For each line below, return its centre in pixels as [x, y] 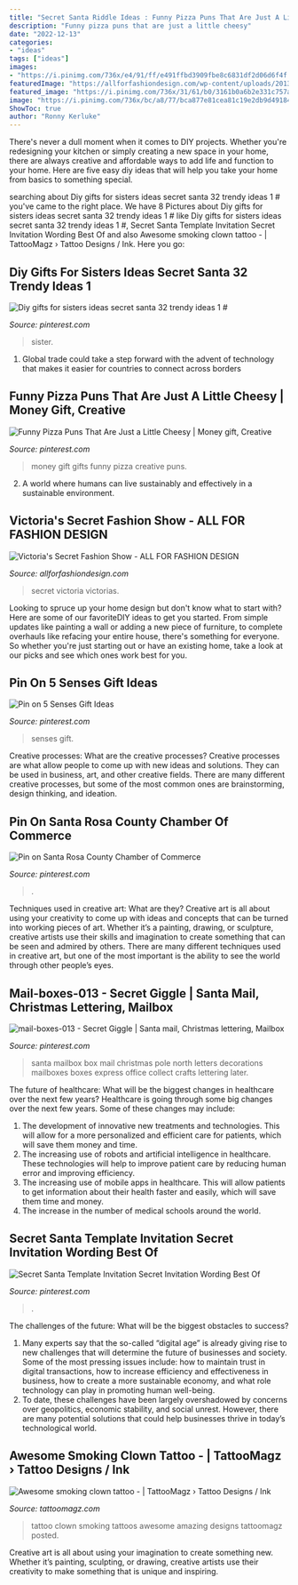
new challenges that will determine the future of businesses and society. [154, 1352]
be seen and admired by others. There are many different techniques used [145, 947]
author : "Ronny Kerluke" [55, 116]
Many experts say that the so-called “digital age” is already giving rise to [154, 1342]
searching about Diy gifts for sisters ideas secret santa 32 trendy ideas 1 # [145, 197]
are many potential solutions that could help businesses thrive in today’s [153, 1418]
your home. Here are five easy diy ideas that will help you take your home [143, 171]
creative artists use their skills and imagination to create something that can [147, 937]
